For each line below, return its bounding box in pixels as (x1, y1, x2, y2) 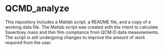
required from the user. (5, 39, 52, 45)
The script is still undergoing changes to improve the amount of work (5, 34, 145, 40)
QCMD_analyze (5, 3, 69, 14)
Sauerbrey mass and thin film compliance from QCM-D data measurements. (5, 29, 160, 35)
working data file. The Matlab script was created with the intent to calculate (5, 24, 159, 30)
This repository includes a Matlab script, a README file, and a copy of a (5, 19, 151, 25)
